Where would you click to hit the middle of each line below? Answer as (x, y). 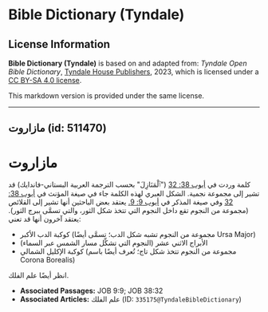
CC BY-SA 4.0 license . (45, 80)
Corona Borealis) (47, 260)
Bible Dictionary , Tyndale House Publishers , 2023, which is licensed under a (134, 72)
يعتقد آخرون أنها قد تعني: (45, 219)
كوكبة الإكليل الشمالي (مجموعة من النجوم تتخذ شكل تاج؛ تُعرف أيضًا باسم (128, 251)
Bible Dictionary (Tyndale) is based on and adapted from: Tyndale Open (128, 63)
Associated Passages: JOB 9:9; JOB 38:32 (91, 291)
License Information (59, 44)
